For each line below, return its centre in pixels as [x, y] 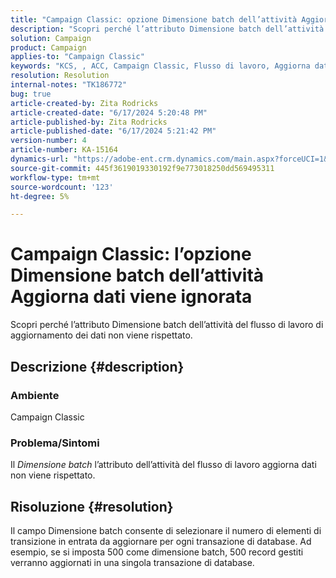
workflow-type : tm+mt [55, 177]
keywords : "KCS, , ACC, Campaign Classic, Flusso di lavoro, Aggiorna [160, 66]
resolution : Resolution [60, 76]
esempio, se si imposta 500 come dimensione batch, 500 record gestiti [157, 552]
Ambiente [35, 395]
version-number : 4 [48, 141]
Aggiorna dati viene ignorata [131, 297]
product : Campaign [48, 47]
